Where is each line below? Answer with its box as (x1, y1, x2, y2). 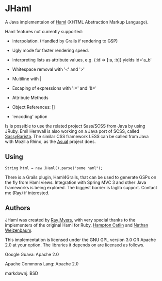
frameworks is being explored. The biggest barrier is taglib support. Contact (5, 184, 157, 190)
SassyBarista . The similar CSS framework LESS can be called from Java (5, 133, 149, 139)
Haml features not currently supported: (5, 28, 83, 34)
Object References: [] (12, 104, 55, 110)
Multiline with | (12, 76, 42, 81)
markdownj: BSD (5, 270, 39, 276)
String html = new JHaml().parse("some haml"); (5, 165, 103, 171)
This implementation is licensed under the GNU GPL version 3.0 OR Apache (5, 237, 156, 242)
